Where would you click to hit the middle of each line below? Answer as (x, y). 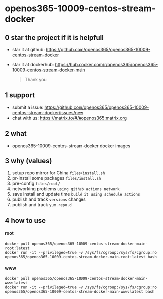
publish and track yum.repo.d (42, 205)
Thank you (36, 79)
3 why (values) (29, 161)
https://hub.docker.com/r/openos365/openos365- (106, 65)
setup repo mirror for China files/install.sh (59, 173)
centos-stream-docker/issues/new (48, 112)
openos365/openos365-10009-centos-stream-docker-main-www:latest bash (80, 292)
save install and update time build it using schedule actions (76, 194)
